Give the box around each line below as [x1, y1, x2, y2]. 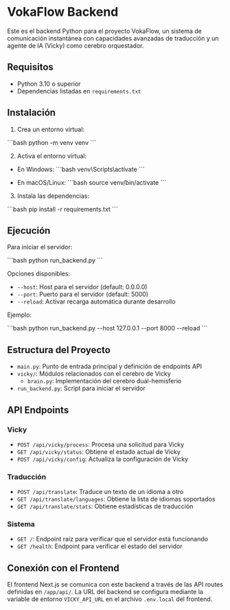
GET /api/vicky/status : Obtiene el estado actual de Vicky [16, 447, 181, 455]
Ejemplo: [7, 310, 32, 319]
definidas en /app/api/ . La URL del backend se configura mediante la [7, 588, 204, 596]
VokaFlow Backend [7, 4, 119, 20]
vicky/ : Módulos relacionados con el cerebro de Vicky [16, 370, 172, 378]
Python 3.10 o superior [16, 80, 81, 88]
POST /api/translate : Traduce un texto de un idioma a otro [16, 488, 184, 496]
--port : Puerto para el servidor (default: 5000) [16, 290, 149, 299]
